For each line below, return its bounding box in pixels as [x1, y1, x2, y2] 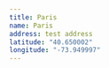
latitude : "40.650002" [9, 37, 93, 47]
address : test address [9, 29, 93, 38]
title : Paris [9, 12, 58, 22]
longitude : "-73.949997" [9, 46, 101, 55]
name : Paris [9, 21, 53, 30]
